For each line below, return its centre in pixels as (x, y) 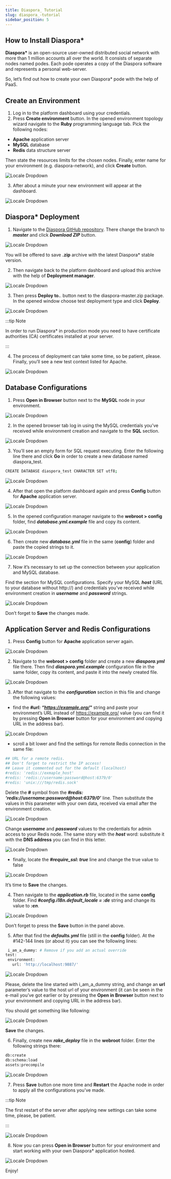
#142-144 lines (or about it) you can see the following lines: (75, 941)
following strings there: (37, 1046)
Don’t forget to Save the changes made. (47, 613)
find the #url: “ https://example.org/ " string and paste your (75, 708)
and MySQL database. (36, 572)
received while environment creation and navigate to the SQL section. (86, 431)
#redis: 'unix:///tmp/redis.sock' (42, 782)
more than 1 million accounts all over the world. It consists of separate (79, 58)
